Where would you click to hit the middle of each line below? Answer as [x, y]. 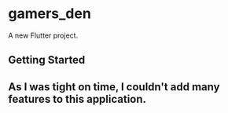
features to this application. [77, 99]
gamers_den [50, 14]
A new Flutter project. [43, 35]
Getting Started [47, 60]
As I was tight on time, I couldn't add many [114, 87]
